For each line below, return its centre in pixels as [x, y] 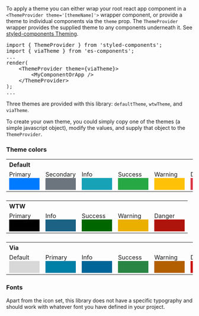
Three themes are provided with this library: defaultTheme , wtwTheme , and [94, 104]
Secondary [60, 174]
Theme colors [27, 149]
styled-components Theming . [42, 34]
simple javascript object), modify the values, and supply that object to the [96, 128]
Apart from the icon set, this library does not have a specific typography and [99, 300]
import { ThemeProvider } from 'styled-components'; [84, 45]
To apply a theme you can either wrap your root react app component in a [96, 9]
